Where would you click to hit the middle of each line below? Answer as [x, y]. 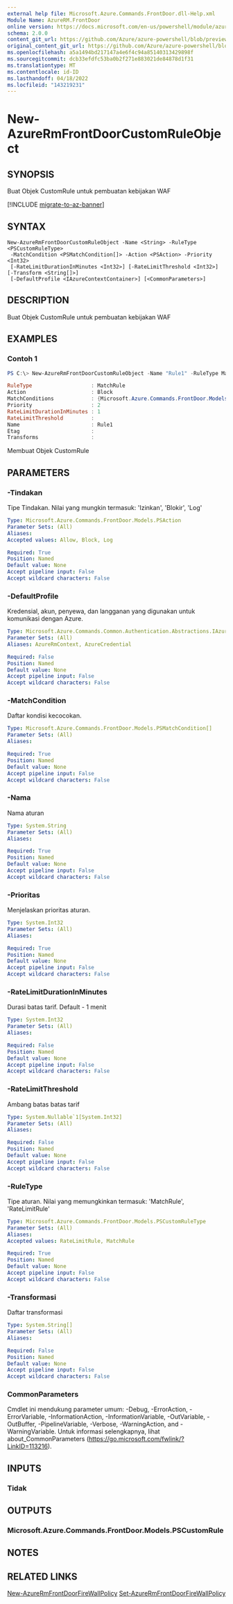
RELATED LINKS [42, 1577]
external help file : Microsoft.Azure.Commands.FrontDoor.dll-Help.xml [111, 14]
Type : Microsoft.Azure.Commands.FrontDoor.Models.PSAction [94, 521]
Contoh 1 [23, 359]
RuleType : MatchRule [67, 386]
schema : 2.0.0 [28, 33]
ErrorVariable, [27, 1417]
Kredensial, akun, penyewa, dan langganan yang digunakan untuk [101, 611]
